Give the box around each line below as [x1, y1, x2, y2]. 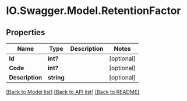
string [47, 74, 65, 81]
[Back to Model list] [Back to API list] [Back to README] [6, 89, 140, 95]
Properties [6, 27, 45, 37]
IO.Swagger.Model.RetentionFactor [6, 4, 181, 18]
